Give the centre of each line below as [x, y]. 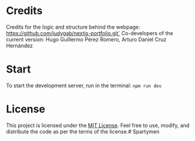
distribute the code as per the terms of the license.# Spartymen [83, 131]
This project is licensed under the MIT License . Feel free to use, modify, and [98, 125]
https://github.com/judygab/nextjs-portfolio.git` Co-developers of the [90, 33]
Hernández [20, 46]
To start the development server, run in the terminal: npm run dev [84, 85]
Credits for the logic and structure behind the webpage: [73, 27]
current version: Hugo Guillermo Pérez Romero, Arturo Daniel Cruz [86, 39]
